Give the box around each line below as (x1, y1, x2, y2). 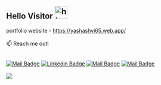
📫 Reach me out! (6, 40, 49, 47)
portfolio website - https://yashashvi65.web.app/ (6, 27, 126, 34)
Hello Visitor (6, 11, 54, 21)
